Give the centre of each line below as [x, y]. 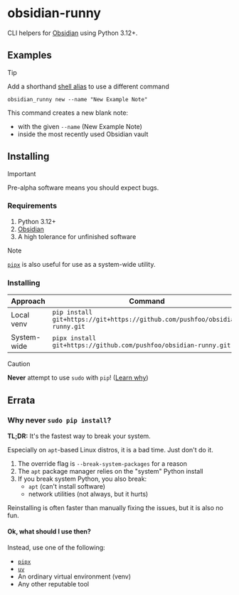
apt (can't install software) [67, 486]
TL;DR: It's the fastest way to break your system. [79, 436]
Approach [28, 301]
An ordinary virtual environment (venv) [74, 576]
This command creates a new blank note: [68, 113]
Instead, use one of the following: [56, 548]
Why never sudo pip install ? [59, 420]
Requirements [32, 206]
